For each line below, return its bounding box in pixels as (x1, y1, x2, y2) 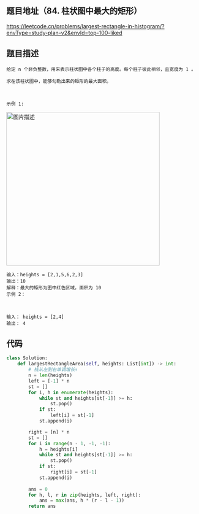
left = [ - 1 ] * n (28, 378, 70, 384)
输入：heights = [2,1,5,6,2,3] (6, 271, 84, 278)
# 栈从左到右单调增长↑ (28, 367, 78, 373)
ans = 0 (28, 486, 48, 493)
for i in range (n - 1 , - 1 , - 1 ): (28, 440, 111, 446)
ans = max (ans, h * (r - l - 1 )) (39, 497, 124, 504)
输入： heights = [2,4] (6, 314, 64, 320)
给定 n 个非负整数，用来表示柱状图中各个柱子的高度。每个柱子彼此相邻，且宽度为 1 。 (6, 66, 196, 72)
